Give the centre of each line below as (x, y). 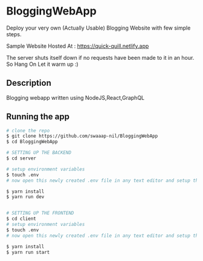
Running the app (38, 117)
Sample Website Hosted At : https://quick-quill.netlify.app (78, 46)
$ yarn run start (28, 252)
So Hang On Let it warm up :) (42, 64)
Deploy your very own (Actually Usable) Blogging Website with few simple (98, 28)
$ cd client (21, 219)
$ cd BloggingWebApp (32, 142)
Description (29, 83)
